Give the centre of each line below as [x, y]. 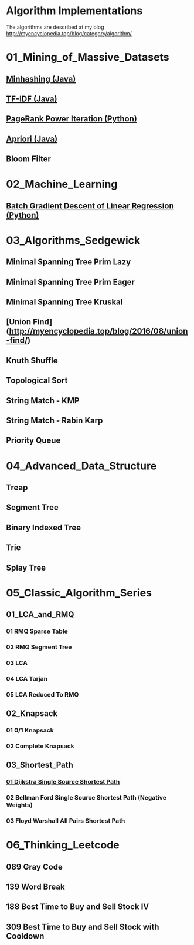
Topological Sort [37, 381]
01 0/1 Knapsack [30, 730]
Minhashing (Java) [41, 79]
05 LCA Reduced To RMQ [42, 694]
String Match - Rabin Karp [55, 420]
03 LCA [17, 662]
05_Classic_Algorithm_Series [79, 593]
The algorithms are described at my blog [55, 27]
